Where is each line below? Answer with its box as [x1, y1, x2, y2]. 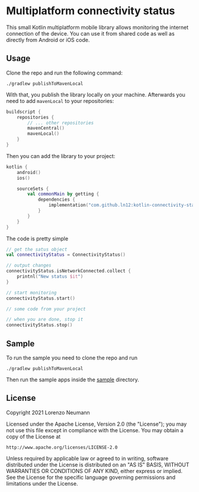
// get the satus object [6, 246, 68, 252]
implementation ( [48, 202, 89, 208]
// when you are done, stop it [6, 317, 84, 323]
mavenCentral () [27, 126, 65, 131]
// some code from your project [6, 306, 86, 312]
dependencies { [37, 197, 76, 202]
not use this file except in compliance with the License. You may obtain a [6, 426, 184, 433]
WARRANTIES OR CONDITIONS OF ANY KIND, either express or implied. [6, 467, 182, 474]
